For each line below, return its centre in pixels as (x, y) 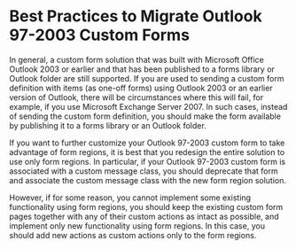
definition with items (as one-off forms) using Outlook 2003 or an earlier (141, 88)
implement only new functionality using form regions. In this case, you (137, 226)
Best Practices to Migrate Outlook (136, 16)
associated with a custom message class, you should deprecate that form (144, 171)
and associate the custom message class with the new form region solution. (148, 180)
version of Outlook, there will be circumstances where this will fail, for (136, 97)
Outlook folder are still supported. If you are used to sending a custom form (147, 78)
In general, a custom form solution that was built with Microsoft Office (136, 59)
